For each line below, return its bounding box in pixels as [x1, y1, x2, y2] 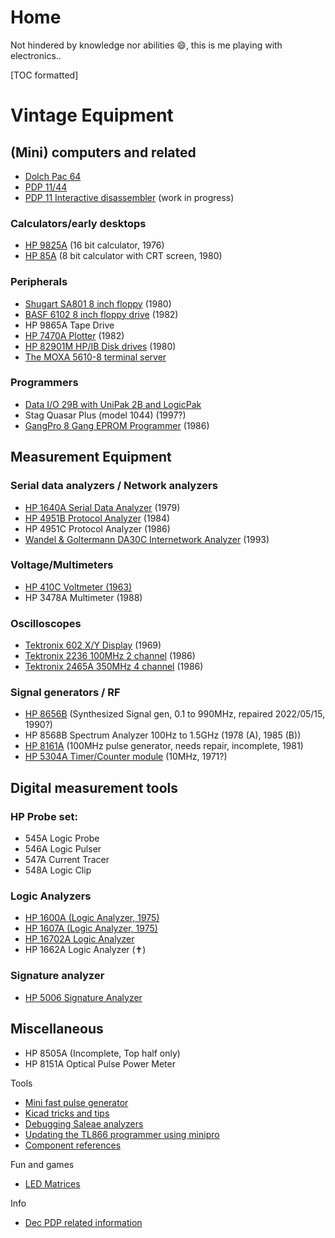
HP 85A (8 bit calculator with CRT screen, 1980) [24, 250, 223, 262]
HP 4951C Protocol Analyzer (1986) [24, 522, 171, 535]
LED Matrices [24, 1177, 81, 1190]
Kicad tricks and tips [24, 1107, 110, 1119]
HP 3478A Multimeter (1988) [24, 591, 143, 603]
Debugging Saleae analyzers [24, 1117, 144, 1130]
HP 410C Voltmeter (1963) [24, 581, 133, 593]
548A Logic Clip [24, 864, 92, 876]
